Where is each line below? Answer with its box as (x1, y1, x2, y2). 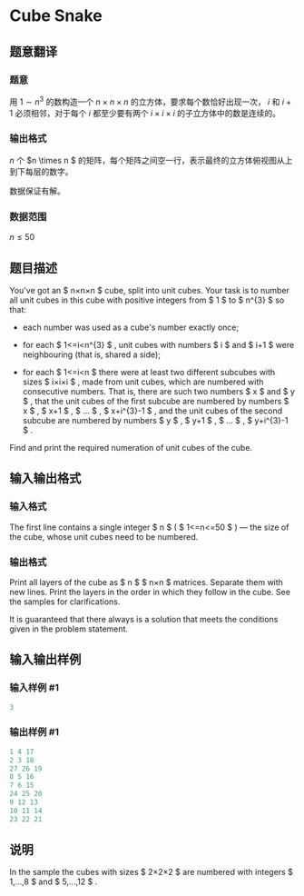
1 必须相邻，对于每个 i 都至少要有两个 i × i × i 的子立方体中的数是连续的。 (9, 107, 281, 118)
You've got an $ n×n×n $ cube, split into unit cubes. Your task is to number (9, 284, 290, 295)
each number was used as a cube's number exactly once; (22, 322, 240, 333)
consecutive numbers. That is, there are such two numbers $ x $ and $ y (22, 385, 295, 396)
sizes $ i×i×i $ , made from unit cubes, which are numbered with (22, 376, 264, 387)
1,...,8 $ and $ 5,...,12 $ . (9, 876, 98, 887)
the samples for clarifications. (9, 596, 121, 607)
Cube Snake (9, 5, 103, 26)
